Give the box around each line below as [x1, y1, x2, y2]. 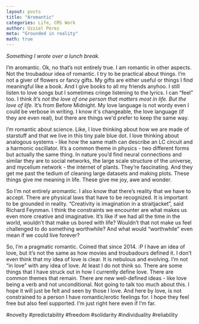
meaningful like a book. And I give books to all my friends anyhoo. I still [6, 83, 180, 89]
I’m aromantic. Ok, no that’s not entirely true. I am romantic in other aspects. [6, 64, 192, 71]
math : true [6, 36, 33, 42]
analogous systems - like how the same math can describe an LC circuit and [6, 139, 193, 145]
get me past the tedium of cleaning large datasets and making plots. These [6, 170, 189, 177]
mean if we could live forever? [6, 232, 80, 239]
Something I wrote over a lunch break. [6, 53, 100, 59]
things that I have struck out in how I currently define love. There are [6, 268, 174, 275]
